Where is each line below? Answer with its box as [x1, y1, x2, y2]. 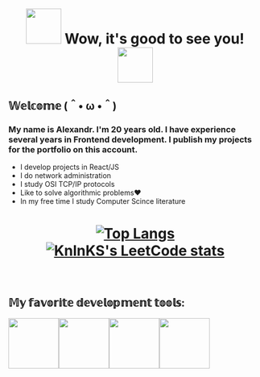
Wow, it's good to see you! [64, 30, 245, 48]
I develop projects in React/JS [19, 162, 119, 172]
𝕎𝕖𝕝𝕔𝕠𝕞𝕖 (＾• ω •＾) [8, 99, 118, 113]
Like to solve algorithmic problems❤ [19, 188, 142, 197]
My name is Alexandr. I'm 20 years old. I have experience [8, 123, 236, 135]
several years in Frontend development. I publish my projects [8, 134, 252, 145]
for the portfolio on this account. [8, 143, 138, 155]
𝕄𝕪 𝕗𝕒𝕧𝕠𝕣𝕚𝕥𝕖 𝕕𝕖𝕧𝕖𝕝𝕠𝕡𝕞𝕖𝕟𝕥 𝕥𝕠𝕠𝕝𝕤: [8, 296, 185, 310]
